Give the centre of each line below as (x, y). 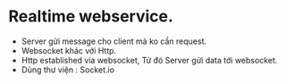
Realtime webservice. (91, 17)
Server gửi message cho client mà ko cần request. (114, 41)
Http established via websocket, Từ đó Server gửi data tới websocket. (149, 60)
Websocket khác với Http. (69, 50)
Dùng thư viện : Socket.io (68, 70)
